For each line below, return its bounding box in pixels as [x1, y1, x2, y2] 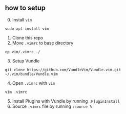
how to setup [5, 4, 46, 12]
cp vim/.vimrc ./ [5, 49, 41, 54]
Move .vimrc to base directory [12, 40, 74, 46]
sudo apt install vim [5, 26, 49, 31]
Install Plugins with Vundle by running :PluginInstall [12, 98, 120, 104]
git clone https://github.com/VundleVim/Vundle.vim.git [5, 67, 121, 72]
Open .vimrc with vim [12, 80, 55, 86]
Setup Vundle [12, 58, 40, 64]
